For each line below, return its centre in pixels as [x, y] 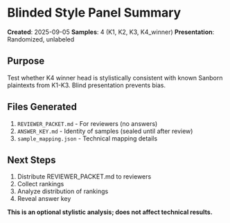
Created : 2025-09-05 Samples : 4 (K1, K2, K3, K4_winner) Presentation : [111, 32]
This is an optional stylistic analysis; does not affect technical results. [110, 212]
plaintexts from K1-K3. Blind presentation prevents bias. [87, 85]
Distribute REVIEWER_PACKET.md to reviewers [84, 177]
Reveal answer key [44, 199]
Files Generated [42, 107]
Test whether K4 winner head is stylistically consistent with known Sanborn [115, 78]
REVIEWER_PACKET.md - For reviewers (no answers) [87, 123]
